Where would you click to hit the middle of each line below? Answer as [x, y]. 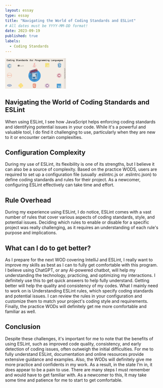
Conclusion [23, 327]
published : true [21, 36]
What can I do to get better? [48, 248]
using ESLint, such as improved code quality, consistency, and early [73, 344]
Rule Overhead [28, 200]
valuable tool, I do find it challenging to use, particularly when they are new [80, 132]
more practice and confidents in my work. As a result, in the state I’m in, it [79, 364]
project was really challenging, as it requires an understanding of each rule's [82, 228]
